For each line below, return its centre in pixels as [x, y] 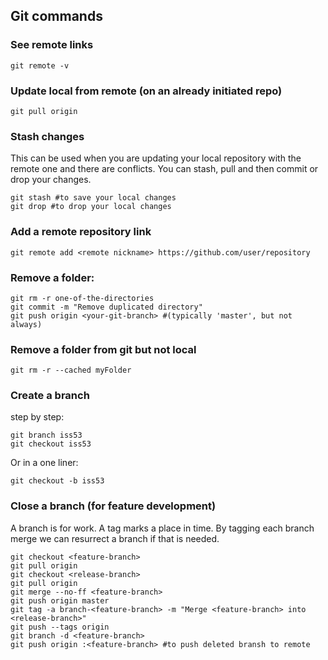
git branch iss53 [46, 435]
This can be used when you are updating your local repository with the [156, 158]
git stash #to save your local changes [93, 198]
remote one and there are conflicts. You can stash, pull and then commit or [164, 169]
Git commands [56, 16]
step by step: [37, 417]
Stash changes [47, 136]
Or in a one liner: [44, 463]
